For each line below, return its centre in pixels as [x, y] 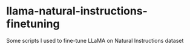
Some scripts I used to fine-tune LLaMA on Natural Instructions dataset [95, 40]
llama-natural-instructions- [77, 11]
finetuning [33, 24]
